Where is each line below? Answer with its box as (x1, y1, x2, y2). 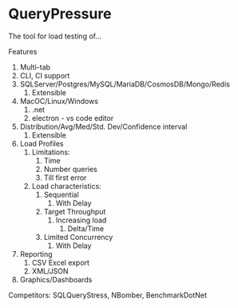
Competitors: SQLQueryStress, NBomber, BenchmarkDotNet (8, 290, 208, 300)
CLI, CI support (19, 70, 70, 80)
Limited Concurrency (43, 232, 113, 242)
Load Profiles (19, 138, 64, 148)
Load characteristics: (31, 181, 101, 190)
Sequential (43, 190, 80, 199)
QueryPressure (8, 5, 112, 23)
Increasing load (55, 215, 107, 225)
